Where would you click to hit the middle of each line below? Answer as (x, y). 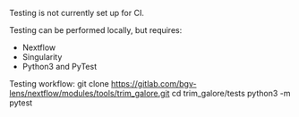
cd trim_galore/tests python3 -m (231, 93)
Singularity (42, 57)
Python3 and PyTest (59, 67)
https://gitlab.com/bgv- (154, 84)
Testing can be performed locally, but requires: (96, 30)
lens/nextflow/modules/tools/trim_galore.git (90, 93)
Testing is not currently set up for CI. (77, 13)
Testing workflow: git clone (59, 84)
